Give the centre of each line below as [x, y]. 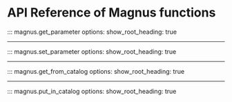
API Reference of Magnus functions [112, 13]
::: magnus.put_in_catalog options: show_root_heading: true [92, 91]
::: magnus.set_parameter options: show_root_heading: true [92, 51]
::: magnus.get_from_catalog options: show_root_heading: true [96, 71]
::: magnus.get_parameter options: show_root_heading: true [92, 32]
